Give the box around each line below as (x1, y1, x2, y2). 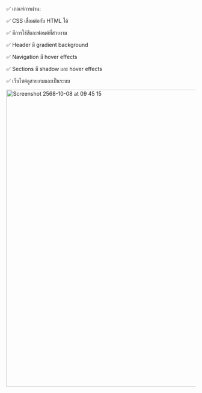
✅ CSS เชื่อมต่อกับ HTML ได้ (6, 17, 69, 24)
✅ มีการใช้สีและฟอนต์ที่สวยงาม (6, 29, 67, 36)
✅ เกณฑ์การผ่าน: (6, 5, 41, 12)
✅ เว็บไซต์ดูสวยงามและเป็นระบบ (6, 78, 70, 84)
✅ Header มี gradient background (6, 42, 88, 48)
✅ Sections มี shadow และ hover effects (6, 66, 103, 72)
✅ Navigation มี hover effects (6, 54, 78, 60)
